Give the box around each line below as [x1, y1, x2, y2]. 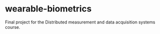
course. [5, 24, 20, 30]
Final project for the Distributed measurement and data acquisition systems [5, 19, 156, 25]
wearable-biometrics [5, 3, 92, 14]
